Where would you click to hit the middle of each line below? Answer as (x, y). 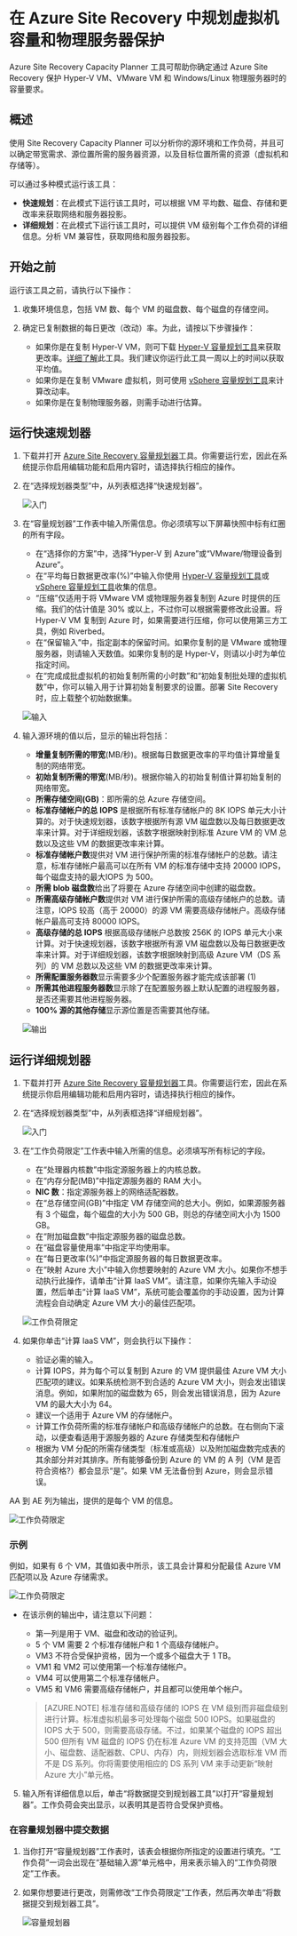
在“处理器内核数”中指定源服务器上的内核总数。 (120, 1170)
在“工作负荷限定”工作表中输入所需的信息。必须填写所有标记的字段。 (146, 1151)
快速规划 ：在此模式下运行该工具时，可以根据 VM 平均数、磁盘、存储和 (151, 203)
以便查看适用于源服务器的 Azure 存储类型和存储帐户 (146, 1437)
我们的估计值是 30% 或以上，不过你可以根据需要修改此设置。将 (167, 609)
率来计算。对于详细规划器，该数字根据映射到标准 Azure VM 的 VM (156, 833)
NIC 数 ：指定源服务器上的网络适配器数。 (109, 1192)
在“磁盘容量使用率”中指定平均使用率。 (105, 1248)
